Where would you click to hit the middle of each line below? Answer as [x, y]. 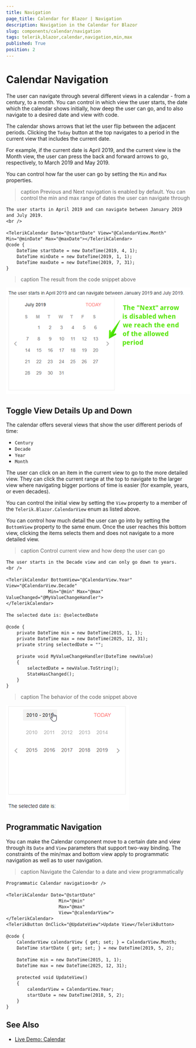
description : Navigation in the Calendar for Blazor [72, 25]
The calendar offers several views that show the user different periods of [94, 425]
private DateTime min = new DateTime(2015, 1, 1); [80, 633]
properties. [19, 180]
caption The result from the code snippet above [78, 279]
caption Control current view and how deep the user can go [93, 550]
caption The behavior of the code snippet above [79, 697]
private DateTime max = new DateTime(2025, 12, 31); [82, 639]
